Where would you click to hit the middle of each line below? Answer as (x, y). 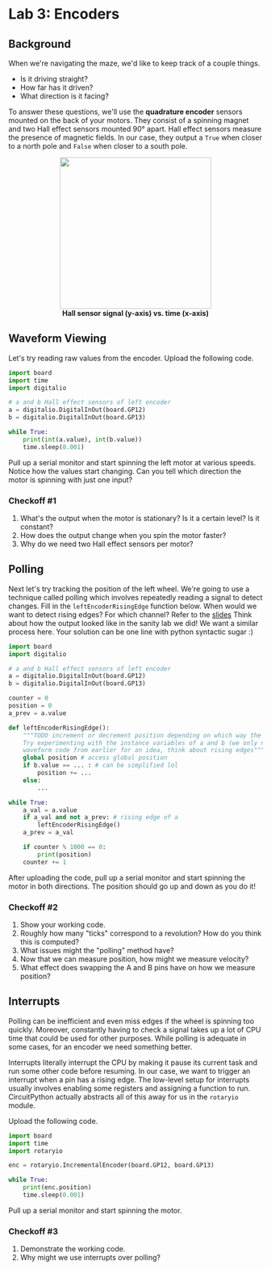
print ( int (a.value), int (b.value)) (83, 439)
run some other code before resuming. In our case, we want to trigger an (129, 1070)
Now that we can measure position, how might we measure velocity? (134, 959)
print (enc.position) (57, 1188)
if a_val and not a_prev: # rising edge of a (101, 818)
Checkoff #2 (33, 907)
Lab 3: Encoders (64, 14)
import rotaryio (35, 1151)
